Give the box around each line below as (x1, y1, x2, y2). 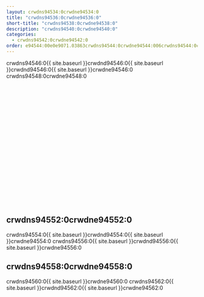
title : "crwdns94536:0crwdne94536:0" (6, 15, 102, 21)
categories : (6, 32, 36, 38)
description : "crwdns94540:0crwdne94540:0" (6, 26, 118, 32)
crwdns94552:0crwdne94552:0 (6, 215, 132, 225)
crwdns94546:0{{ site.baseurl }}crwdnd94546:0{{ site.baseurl (6, 59, 164, 67)
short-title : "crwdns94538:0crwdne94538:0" (6, 20, 118, 26)
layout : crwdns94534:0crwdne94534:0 (6, 9, 99, 15)
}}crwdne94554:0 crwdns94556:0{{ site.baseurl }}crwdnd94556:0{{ (6, 237, 178, 245)
